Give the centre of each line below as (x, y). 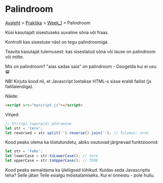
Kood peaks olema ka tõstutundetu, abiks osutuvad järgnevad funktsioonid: (82, 142)
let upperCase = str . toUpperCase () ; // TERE (52, 161)
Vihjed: (12, 114)
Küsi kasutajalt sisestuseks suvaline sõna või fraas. (57, 32)
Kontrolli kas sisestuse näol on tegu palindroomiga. (57, 42)
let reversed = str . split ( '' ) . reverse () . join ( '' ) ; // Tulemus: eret (77, 133)
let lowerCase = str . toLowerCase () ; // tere (52, 156)
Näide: (12, 96)
